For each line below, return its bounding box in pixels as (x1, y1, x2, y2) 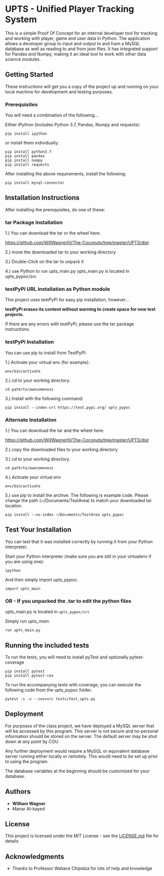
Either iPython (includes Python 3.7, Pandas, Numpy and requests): (5, 122, 141, 128)
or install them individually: (5, 140, 59, 146)
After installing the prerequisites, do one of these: (5, 206, 106, 212)
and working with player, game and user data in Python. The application (5, 35, 151, 41)
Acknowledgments (5, 852, 65, 861)
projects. (5, 311, 24, 317)
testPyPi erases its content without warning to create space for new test (5, 306, 156, 312)
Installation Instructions (5, 194, 80, 202)
